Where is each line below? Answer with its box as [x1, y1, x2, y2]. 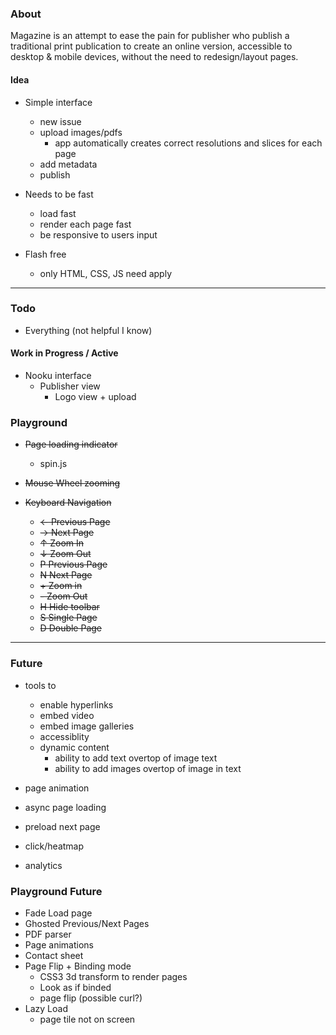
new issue [39, 115, 82, 127]
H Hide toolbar [39, 601, 100, 613]
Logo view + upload [54, 391, 137, 402]
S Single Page [39, 612, 98, 624]
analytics [24, 859, 63, 871]
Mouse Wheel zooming [24, 477, 121, 489]
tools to [24, 679, 57, 691]
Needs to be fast [24, 188, 94, 200]
